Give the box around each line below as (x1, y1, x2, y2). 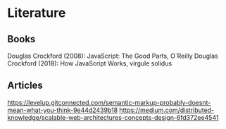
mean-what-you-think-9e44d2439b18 (7, 106, 118, 114)
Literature (7, 5, 66, 21)
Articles (7, 80, 44, 92)
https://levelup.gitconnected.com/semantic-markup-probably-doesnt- (7, 98, 211, 106)
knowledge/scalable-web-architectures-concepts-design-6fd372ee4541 (7, 113, 219, 121)
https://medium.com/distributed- (119, 106, 215, 114)
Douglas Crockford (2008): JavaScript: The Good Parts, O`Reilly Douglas (7, 51, 218, 60)
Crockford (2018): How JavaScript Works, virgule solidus (7, 59, 172, 68)
